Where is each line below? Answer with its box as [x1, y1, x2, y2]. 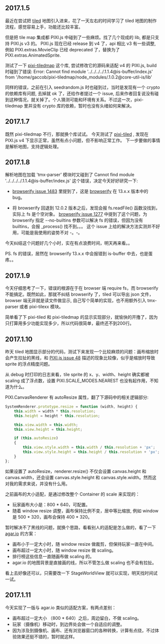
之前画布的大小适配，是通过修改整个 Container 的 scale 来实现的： [5, 491, 140, 497]
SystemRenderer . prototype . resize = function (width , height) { [5, 404, 138, 409]
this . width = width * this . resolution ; [14, 409, 96, 414]
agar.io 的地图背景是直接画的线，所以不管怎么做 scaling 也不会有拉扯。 [12, 560, 157, 566]
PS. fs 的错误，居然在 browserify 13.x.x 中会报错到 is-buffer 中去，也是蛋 [5, 251, 153, 257]
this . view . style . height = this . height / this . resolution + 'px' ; [23, 450, 160, 455]
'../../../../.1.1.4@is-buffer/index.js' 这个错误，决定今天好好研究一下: [5, 178, 138, 184]
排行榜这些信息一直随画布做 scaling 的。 [12, 553, 95, 559]
